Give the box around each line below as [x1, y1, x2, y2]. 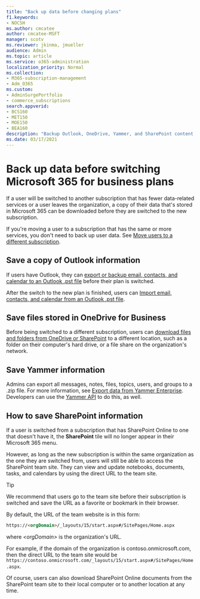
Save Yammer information [6, 365, 105, 375]
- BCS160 [6, 109, 28, 115]
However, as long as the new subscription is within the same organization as [6, 450, 194, 457]
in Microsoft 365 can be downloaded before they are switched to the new [6, 207, 187, 214]
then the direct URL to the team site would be [6, 551, 118, 558]
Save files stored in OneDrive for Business [6, 312, 166, 322]
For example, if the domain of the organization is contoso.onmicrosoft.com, [6, 545, 191, 552]
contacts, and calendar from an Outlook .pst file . [6, 295, 125, 302]
